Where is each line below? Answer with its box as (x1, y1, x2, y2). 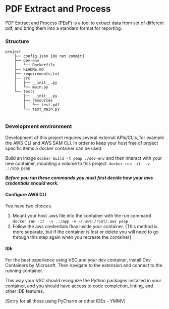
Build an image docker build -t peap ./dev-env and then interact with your (5, 155, 162, 161)
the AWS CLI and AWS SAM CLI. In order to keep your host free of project (5, 140, 158, 146)
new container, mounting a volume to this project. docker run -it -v (5, 160, 150, 166)
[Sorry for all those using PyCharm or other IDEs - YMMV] (5, 298, 126, 304)
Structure (5, 37, 29, 45)
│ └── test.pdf (23, 102, 60, 108)
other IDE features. (5, 288, 44, 294)
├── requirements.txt (14, 71, 60, 76)
